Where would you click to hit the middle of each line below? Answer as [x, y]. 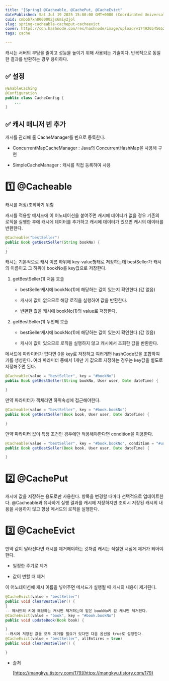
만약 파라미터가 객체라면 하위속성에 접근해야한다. [53, 400]
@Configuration [21, 93]
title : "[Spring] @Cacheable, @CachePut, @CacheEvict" [64, 10]
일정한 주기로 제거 [30, 566]
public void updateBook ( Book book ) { [45, 620]
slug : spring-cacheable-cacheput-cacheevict [53, 24]
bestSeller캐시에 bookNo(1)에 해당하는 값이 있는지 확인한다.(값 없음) [88, 290]
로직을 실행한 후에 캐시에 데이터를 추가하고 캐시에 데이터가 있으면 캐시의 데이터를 [84, 221]
